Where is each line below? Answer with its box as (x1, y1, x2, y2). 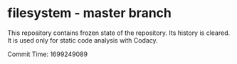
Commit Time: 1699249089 (7, 50, 88, 58)
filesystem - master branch (7, 5, 172, 21)
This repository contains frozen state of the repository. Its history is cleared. (7, 28, 230, 37)
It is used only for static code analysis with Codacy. (7, 36, 158, 44)
